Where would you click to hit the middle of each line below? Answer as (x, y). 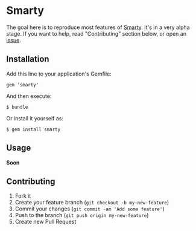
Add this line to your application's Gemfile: (59, 74)
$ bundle (17, 107)
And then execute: (29, 96)
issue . (14, 40)
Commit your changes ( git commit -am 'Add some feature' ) (90, 209)
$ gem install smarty (33, 129)
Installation (28, 59)
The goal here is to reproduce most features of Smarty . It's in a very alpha (98, 27)
